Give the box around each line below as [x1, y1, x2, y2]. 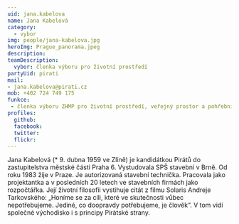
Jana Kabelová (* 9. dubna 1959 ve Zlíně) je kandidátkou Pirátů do [7, 156, 201, 164]
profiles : [7, 110, 37, 117]
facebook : [14, 122, 43, 130]
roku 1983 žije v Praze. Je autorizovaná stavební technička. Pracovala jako [7, 171, 226, 179]
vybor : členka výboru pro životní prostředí [14, 63, 148, 70]
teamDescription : [7, 57, 59, 64]
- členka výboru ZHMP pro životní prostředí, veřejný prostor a [10, 103, 205, 110]
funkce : [7, 97, 31, 104]
